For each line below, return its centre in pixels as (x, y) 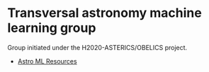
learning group (52, 28)
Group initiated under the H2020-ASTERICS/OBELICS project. (97, 47)
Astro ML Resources (47, 61)
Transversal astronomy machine (104, 13)
